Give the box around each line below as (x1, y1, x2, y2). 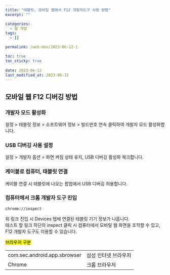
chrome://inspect (5, 206, 42, 211)
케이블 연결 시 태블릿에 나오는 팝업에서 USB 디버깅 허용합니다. (5, 180, 128, 186)
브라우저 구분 (5, 239, 31, 245)
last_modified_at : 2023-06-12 (5, 72, 69, 77)
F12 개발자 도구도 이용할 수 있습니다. (5, 228, 77, 234)
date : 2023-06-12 (5, 68, 42, 73)
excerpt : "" (5, 12, 30, 17)
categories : (5, 21, 30, 26)
